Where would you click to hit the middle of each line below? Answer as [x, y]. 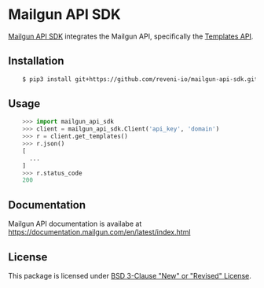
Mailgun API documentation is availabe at [75, 224]
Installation [36, 61]
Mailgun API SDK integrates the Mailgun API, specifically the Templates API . [131, 36]
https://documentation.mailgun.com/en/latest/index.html [99, 232]
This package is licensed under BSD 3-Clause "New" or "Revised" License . [130, 275]
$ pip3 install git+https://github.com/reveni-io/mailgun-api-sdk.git [140, 79]
